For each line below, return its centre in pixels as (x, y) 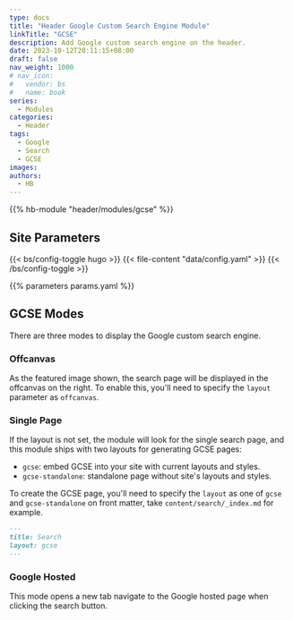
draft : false (34, 59)
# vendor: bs (38, 84)
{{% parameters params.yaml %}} (72, 285)
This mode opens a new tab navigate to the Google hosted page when (139, 597)
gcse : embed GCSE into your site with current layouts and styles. (141, 467)
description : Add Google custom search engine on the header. (128, 42)
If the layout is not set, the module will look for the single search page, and (147, 440)
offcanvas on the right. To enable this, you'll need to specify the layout (140, 388)
